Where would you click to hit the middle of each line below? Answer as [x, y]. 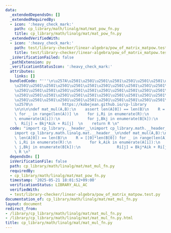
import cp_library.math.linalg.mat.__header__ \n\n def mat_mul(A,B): [89, 133]
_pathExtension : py [31, 62]
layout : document [24, 204]
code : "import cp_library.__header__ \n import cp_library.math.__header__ [90, 128]
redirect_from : [21, 209]
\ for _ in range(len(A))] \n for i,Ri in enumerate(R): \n [82, 114]
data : [11, 10]
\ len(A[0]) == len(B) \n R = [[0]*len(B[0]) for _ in [76, 138]
